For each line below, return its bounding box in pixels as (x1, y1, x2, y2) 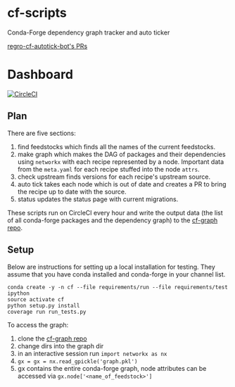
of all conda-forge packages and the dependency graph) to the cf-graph (7, 216, 218, 224)
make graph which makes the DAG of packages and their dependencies (17, 150, 227, 158)
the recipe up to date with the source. (17, 187, 127, 196)
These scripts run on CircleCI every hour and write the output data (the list (7, 208, 223, 217)
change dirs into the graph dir (17, 341, 104, 350)
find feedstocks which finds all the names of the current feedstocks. (17, 142, 216, 151)
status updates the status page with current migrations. (17, 195, 179, 203)
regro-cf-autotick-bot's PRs (7, 42, 88, 50)
